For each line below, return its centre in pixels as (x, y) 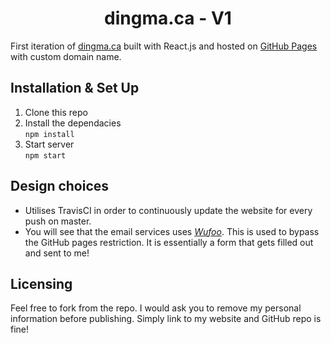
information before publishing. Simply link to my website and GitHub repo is (166, 319)
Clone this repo (56, 112)
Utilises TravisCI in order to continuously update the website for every (168, 210)
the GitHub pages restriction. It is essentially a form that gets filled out (169, 242)
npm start (45, 155)
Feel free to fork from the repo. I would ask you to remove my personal (156, 308)
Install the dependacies (73, 123)
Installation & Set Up (75, 88)
